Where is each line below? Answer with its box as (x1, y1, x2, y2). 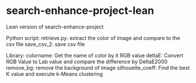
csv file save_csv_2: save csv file (6, 41, 85, 48)
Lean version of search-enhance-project (6, 23, 104, 30)
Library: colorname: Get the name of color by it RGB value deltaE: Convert (6, 52, 184, 59)
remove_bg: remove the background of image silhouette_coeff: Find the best (6, 64, 190, 71)
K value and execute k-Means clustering (6, 70, 103, 77)
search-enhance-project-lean (6, 4, 155, 17)
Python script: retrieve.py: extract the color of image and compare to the (6, 34, 181, 41)
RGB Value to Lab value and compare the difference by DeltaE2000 (6, 58, 168, 65)
